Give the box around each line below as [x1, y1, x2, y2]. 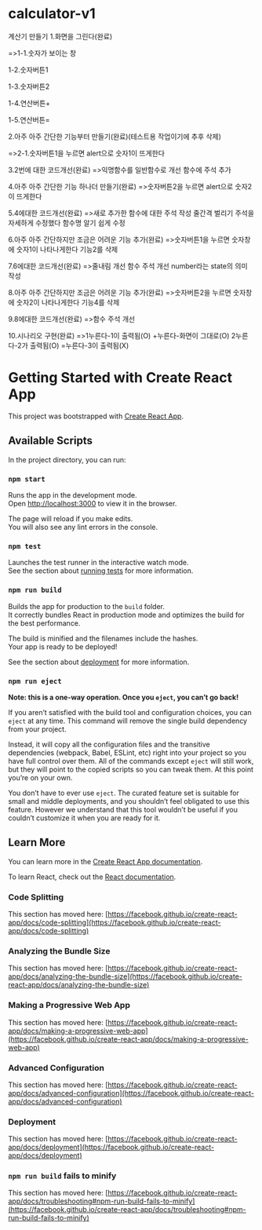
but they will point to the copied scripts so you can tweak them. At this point [8, 765, 253, 774]
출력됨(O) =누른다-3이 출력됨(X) [30, 341, 129, 350]
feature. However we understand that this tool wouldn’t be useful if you [8, 805, 238, 814]
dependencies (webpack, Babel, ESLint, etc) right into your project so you [8, 747, 247, 757]
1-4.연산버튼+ [8, 98, 51, 108]
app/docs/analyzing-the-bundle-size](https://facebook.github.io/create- [8, 972, 243, 981]
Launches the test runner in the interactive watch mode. [8, 558, 190, 568]
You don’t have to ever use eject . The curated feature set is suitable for [8, 788, 239, 797]
